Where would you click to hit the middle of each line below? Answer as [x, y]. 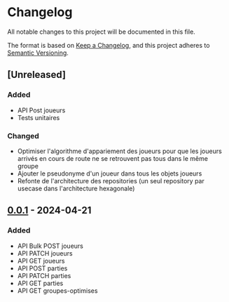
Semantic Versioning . [38, 53]
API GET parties [40, 283]
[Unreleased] [37, 75]
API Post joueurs [41, 110]
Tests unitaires [39, 117]
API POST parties [42, 268]
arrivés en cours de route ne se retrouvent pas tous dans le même [113, 158]
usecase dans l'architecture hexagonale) [76, 188]
